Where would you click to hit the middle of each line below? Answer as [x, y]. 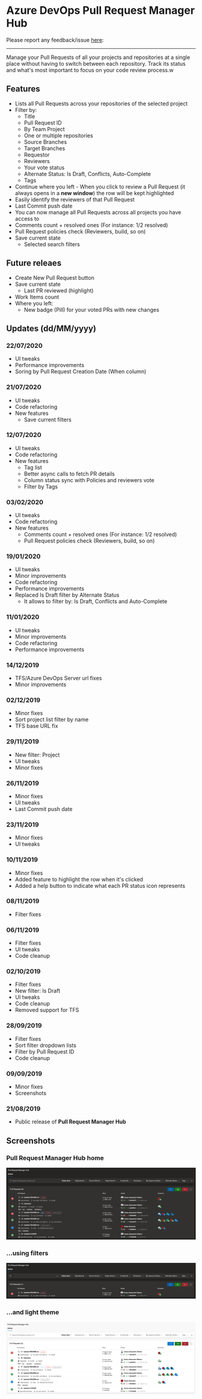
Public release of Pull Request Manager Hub [70, 1122]
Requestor [37, 155]
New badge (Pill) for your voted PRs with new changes [91, 309]
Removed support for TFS [47, 1010]
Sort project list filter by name [52, 719]
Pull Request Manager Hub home [55, 1158]
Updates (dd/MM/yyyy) [51, 328]
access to [27, 219]
